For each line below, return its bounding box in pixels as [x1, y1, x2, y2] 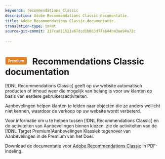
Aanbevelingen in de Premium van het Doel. [5, 133, 94, 139]
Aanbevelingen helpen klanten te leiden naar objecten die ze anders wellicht [5, 103, 161, 109]
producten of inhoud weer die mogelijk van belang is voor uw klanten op [5, 88, 152, 94]
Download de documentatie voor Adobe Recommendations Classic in [5, 143, 147, 149]
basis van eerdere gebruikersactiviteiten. [5, 93, 88, 99]
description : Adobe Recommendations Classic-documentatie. [5, 13, 129, 18]
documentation [5, 67, 70, 78]
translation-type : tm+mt [5, 24, 56, 29]
